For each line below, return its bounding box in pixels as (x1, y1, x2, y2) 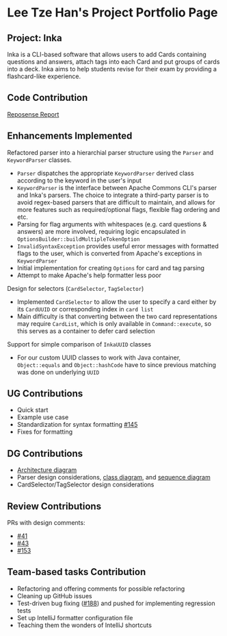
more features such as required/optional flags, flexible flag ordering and (16, 205, 220, 213)
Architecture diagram (16, 466, 77, 474)
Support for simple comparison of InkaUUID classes (7, 340, 152, 348)
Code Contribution (7, 92, 88, 104)
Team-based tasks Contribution (7, 566, 146, 578)
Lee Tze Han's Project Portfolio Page (7, 5, 218, 21)
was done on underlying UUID (16, 368, 100, 376)
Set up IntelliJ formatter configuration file (16, 613, 133, 622)
